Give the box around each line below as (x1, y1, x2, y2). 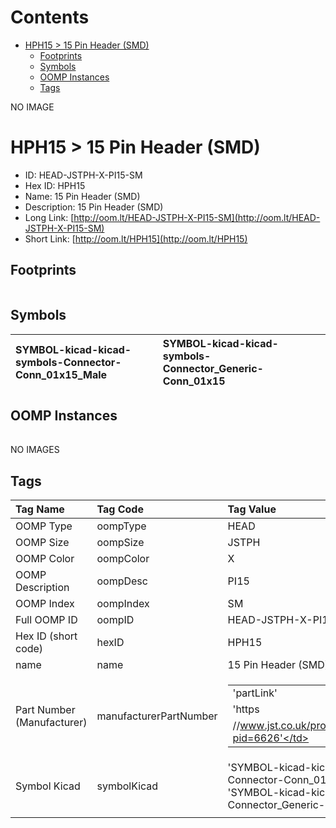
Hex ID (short (15, 629, 78, 643)
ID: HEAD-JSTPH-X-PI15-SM (24, 169, 143, 181)
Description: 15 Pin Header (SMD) (24, 201, 164, 213)
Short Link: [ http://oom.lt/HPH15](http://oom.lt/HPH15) (24, 232, 248, 245)
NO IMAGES (10, 444, 60, 456)
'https (232, 702, 260, 716)
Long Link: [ (24, 211, 75, 223)
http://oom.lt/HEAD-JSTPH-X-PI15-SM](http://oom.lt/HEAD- (73, 211, 321, 223)
